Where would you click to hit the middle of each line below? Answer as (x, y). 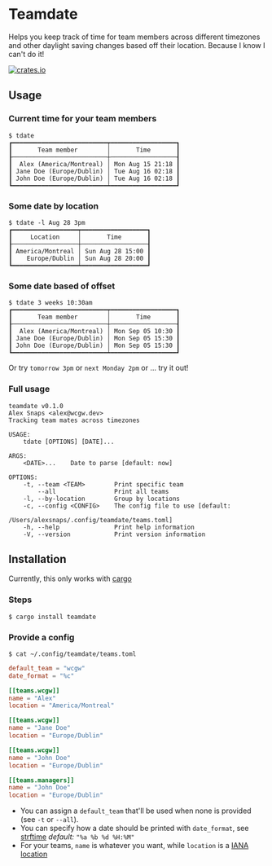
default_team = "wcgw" (47, 668)
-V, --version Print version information (114, 534)
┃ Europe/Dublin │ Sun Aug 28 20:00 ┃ (80, 258)
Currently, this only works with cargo (70, 578)
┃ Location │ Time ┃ (80, 237)
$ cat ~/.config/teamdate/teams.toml (72, 654)
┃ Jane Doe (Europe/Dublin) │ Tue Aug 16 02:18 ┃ (94, 171)
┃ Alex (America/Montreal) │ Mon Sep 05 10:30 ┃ (94, 332)
